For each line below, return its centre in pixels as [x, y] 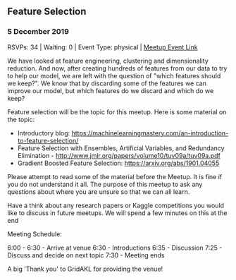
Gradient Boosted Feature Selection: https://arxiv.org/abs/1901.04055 [118, 163]
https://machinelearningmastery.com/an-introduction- [150, 133]
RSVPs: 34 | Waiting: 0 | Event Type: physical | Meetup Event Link [103, 47]
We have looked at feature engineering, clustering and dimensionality [108, 61]
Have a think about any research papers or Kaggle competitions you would [116, 205]
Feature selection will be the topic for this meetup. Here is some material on [117, 111]
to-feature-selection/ [48, 140]
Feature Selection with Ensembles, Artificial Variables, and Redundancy [121, 148]
